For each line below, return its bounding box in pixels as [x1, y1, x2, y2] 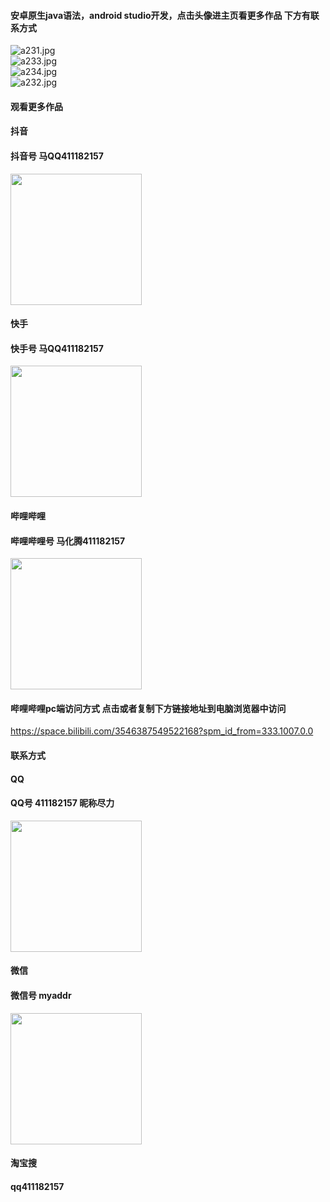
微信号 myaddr [10, 989, 72, 1001]
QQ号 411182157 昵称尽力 [10, 797, 115, 809]
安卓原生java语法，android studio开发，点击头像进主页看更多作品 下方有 [10, 9, 311, 21]
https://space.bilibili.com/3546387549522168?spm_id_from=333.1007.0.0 [10, 725, 314, 737]
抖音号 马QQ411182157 [10, 150, 104, 162]
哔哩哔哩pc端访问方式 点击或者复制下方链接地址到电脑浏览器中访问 [10, 702, 287, 714]
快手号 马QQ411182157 [10, 342, 104, 354]
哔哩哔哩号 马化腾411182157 [10, 535, 126, 547]
